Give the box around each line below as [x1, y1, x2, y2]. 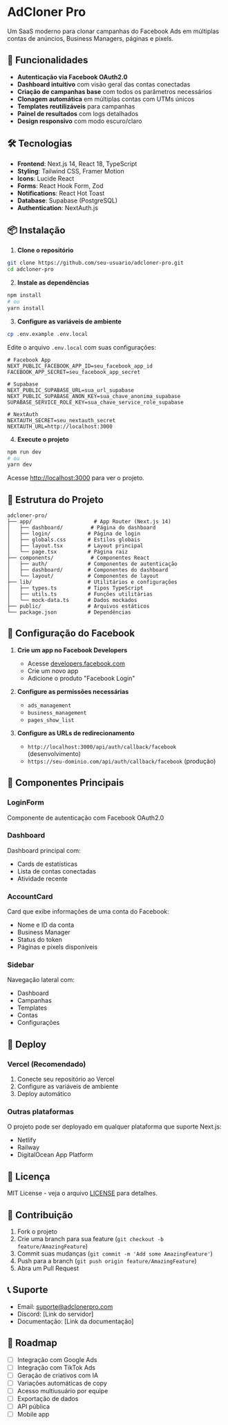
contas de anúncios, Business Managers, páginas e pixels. [7, 34, 174, 42]
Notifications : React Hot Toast [17, 189, 105, 197]
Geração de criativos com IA [17, 1371, 99, 1379]
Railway [17, 1143, 40, 1151]
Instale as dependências [17, 279, 90, 287]
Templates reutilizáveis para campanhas [17, 102, 135, 111]
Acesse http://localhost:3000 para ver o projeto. [7, 474, 145, 482]
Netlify [17, 1136, 37, 1144]
